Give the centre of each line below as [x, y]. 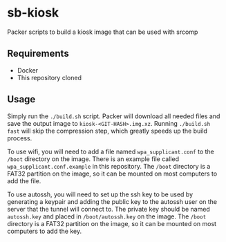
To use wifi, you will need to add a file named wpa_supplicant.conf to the [111, 151]
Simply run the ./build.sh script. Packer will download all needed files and [114, 116]
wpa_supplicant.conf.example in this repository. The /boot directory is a [109, 166]
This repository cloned [49, 77]
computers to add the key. [44, 231]
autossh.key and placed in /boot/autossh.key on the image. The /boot [107, 216]
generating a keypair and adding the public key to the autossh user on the [112, 201]
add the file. [24, 180]
